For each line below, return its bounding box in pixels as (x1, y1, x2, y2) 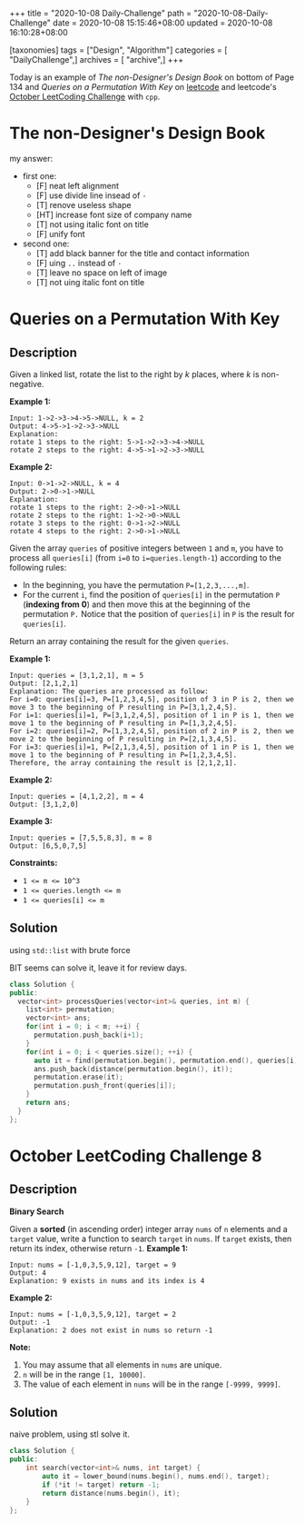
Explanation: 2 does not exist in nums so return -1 (9, 1326, 213, 1335)
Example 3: (9, 815, 53, 826)
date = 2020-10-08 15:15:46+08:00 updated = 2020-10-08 (53, 17, 273, 28)
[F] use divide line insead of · (35, 190, 147, 201)
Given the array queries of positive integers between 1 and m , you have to (9, 543, 284, 553)
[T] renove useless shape (35, 199, 132, 210)
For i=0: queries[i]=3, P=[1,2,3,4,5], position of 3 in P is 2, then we (9, 694, 295, 703)
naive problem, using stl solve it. (9, 1428, 130, 1439)
